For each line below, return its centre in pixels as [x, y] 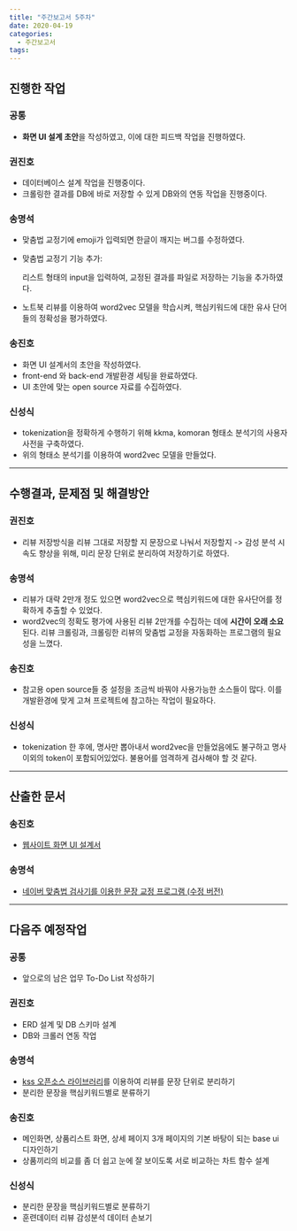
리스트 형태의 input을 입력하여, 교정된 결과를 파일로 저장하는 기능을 [137, 277]
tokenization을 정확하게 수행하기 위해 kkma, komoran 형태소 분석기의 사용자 [155, 433]
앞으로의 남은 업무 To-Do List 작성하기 [88, 978]
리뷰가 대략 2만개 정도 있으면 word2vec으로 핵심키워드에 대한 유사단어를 [148, 599]
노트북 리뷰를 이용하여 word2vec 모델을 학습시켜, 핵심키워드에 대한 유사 [146, 307]
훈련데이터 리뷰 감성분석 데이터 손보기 [87, 1218]
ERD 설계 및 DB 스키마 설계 [69, 1024]
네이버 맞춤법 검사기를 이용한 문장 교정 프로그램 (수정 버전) [122, 891]
